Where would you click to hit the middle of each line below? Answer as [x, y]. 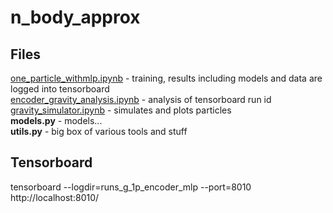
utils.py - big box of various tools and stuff [99, 131]
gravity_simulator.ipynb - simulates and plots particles [121, 110]
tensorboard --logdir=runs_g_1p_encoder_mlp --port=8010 [131, 187]
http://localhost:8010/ [55, 197]
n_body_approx [75, 17]
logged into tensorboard [60, 89]
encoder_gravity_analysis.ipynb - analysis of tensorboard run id [141, 99]
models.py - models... [56, 120]
